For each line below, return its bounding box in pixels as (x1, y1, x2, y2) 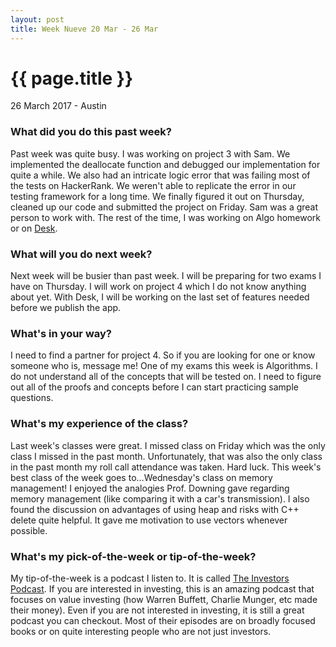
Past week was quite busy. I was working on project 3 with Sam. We (10, 147, 291, 160)
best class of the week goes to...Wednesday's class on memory (10, 471, 273, 483)
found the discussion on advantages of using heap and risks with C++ (10, 503, 300, 515)
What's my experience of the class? (10, 417, 189, 431)
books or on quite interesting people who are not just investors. (10, 625, 272, 637)
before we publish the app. (10, 302, 122, 314)
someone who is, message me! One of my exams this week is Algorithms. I (10, 360, 318, 372)
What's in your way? (10, 326, 112, 340)
